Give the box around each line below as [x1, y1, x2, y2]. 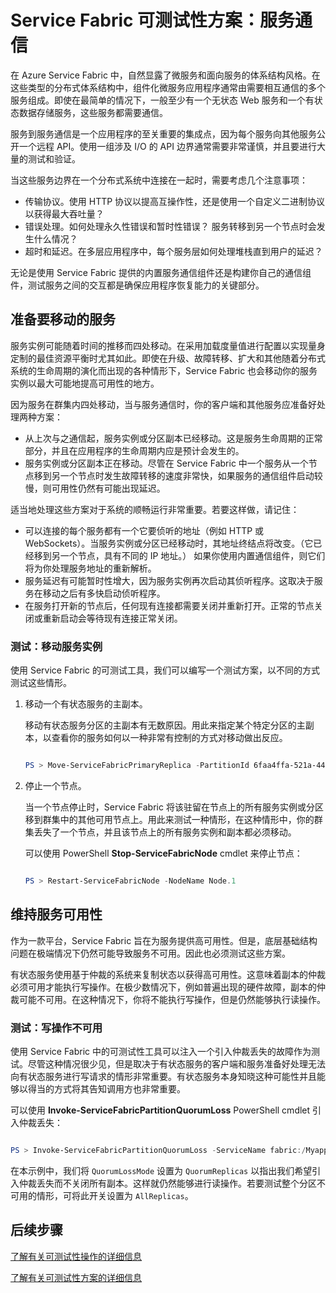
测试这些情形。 [10, 677, 72, 689]
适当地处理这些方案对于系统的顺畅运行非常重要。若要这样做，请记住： [10, 503, 300, 515]
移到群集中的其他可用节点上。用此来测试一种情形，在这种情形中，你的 [24, 813, 315, 825]
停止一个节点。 [24, 779, 87, 791]
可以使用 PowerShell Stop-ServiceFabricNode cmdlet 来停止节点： [24, 847, 303, 859]
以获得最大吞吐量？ [24, 207, 105, 220]
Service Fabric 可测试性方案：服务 [10, 9, 296, 32]
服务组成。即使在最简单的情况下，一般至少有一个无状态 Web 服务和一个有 [10, 94, 315, 106]
